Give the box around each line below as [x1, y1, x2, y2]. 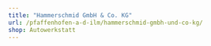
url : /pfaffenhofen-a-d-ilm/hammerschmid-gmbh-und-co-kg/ [8, 19, 203, 27]
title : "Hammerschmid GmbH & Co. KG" [8, 11, 133, 19]
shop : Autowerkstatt [8, 26, 77, 34]
